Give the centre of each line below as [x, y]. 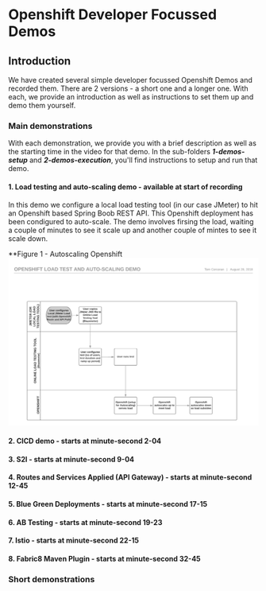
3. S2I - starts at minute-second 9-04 [71, 459]
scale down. [28, 238]
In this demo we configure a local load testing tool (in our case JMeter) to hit [133, 204]
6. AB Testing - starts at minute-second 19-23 [85, 522]
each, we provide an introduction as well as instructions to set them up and [131, 97]
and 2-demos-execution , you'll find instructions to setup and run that [143, 160]
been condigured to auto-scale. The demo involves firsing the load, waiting [131, 221]
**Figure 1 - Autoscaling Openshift [66, 254]
